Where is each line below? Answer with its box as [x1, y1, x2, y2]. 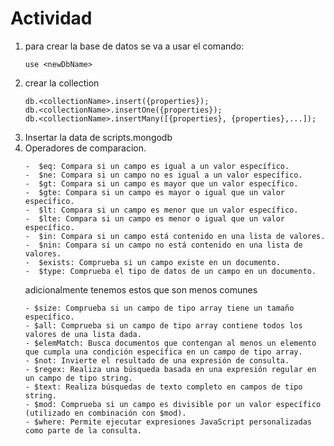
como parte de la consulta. [24, 425, 142, 436]
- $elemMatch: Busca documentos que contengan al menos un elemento [24, 338, 317, 348]
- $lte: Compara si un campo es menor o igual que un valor [24, 213, 286, 224]
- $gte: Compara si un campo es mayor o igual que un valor [24, 187, 286, 197]
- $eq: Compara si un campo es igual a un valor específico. [24, 161, 290, 171]
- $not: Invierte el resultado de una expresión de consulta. [24, 355, 290, 366]
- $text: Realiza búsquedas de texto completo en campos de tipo [24, 382, 303, 392]
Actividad [10, 7, 93, 30]
